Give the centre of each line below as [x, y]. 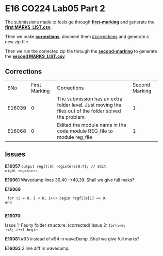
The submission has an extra [90, 99]
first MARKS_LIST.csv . [28, 27]
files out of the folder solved [89, 111]
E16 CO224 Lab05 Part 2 [55, 9]
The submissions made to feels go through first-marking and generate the [80, 22]
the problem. [72, 117]
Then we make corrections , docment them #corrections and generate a [77, 37]
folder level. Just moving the [89, 105]
